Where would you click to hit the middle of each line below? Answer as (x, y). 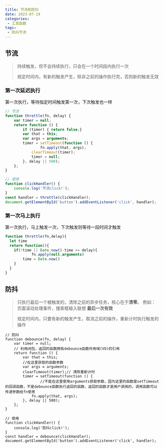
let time (18, 241)
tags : (11, 28)
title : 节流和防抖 (22, 10)
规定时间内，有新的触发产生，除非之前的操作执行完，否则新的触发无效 (88, 76)
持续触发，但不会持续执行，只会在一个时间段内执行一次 (73, 66)
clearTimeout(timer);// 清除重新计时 (59, 372)
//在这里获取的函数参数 (43, 362)
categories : (17, 19)
